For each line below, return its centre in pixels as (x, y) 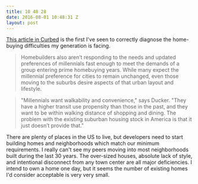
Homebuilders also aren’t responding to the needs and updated (98, 58)
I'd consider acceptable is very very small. (58, 175)
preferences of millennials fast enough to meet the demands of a (100, 64)
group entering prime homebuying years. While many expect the (100, 70)
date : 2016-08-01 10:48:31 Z (42, 17)
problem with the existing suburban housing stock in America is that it (106, 119)
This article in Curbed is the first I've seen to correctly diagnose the (89, 40)
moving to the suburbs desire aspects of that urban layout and (97, 83)
